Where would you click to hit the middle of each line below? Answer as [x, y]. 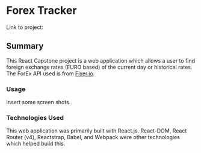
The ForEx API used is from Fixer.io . [51, 73]
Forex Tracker [42, 11]
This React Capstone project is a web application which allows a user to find [101, 60]
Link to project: [25, 27]
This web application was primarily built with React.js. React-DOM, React [97, 131]
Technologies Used [35, 117]
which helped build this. [36, 144]
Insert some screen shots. [39, 102]
